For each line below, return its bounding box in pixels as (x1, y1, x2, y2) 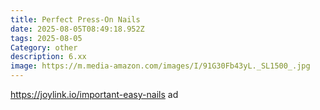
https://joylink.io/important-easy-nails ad (10, 89, 179, 100)
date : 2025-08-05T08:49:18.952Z (10, 24, 145, 34)
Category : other (10, 42, 78, 53)
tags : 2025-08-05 (10, 33, 83, 43)
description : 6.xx (10, 52, 87, 62)
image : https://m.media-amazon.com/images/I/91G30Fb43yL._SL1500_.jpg (10, 61, 311, 71)
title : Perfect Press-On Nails (10, 14, 141, 25)
